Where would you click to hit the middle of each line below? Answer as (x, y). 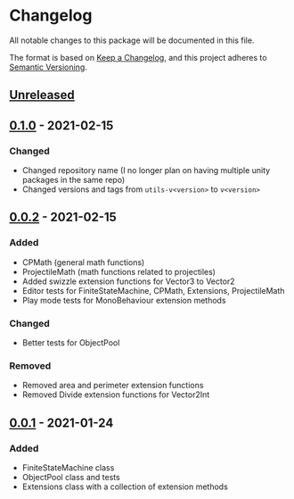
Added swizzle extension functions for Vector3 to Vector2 (128, 281)
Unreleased (42, 95)
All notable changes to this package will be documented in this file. (132, 40)
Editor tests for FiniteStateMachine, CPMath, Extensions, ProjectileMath (153, 290)
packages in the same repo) (73, 180)
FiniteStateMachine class (68, 467)
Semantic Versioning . (48, 67)
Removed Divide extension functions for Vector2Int (116, 395)
